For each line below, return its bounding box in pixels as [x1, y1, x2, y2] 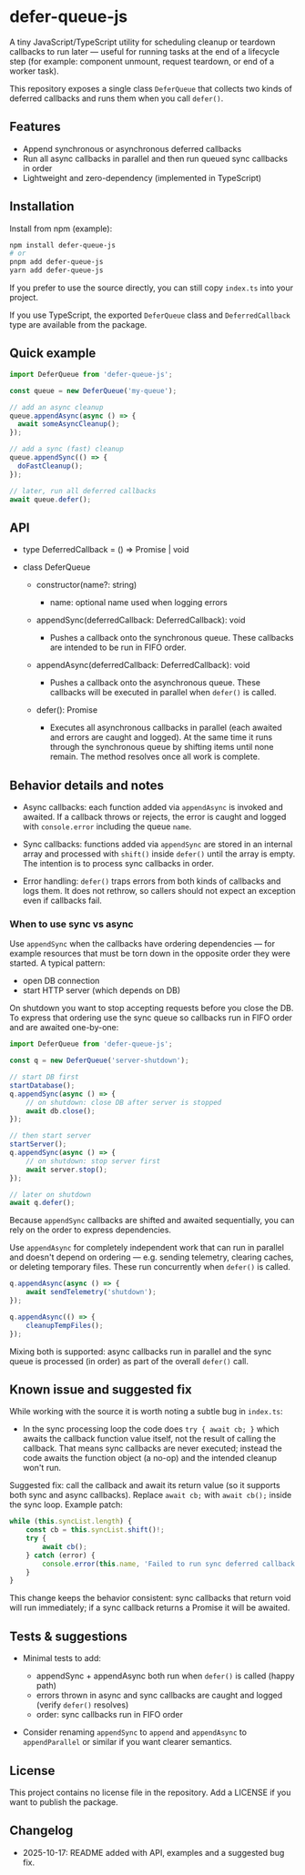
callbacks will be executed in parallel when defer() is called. [49, 687, 277, 698]
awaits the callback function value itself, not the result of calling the [22, 1434, 276, 1444]
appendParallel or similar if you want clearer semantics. [22, 1737, 232, 1748]
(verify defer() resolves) [36, 1699, 129, 1710]
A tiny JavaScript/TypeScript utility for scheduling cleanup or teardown [9, 36, 276, 47]
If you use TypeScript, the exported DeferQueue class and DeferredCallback [9, 309, 291, 320]
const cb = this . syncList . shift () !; [25, 1525, 166, 1535]
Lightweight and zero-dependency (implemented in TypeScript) [22, 172, 262, 183]
